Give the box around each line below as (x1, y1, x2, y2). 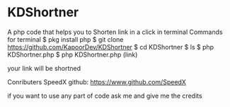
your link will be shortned (7, 64, 81, 72)
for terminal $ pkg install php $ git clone (7, 35, 124, 43)
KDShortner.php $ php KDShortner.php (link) (7, 50, 138, 59)
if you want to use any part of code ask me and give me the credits (7, 91, 203, 100)
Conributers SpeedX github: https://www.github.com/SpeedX (7, 77, 186, 86)
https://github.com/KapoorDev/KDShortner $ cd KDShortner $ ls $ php (7, 43, 214, 51)
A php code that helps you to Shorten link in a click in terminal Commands (7, 28, 223, 36)
